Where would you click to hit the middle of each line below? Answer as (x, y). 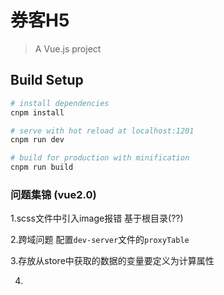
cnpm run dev (37, 140)
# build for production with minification (100, 158)
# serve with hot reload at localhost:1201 (102, 131)
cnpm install (37, 112)
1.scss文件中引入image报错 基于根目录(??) (97, 218)
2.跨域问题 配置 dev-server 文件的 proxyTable (100, 240)
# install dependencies (60, 103)
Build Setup (47, 80)
